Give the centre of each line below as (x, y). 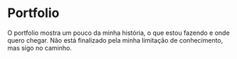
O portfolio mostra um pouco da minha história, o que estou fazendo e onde (118, 33)
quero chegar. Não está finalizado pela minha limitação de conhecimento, (115, 40)
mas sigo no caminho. (40, 48)
